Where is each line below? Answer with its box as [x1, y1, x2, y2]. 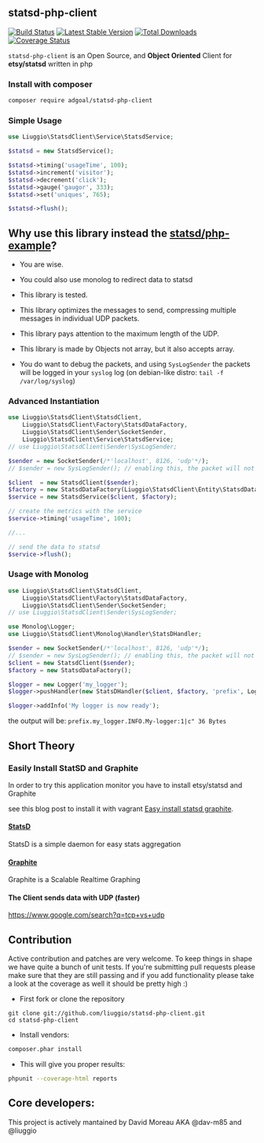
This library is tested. [19, 290, 88, 300]
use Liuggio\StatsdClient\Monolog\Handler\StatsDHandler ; [8, 630, 202, 638]
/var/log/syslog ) [19, 377, 76, 386]
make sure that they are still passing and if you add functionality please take [8, 971, 255, 980]
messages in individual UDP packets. [19, 314, 140, 323]
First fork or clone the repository [19, 994, 125, 1004]
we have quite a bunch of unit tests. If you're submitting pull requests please [8, 962, 255, 972]
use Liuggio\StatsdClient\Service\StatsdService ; [8, 133, 174, 141]
